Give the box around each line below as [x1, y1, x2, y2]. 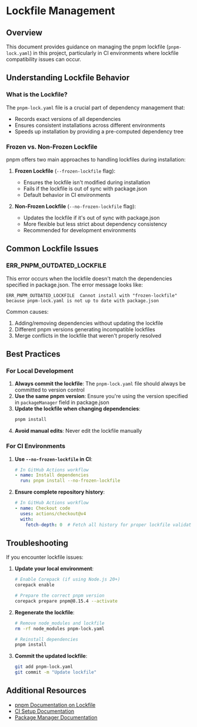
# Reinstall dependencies [14, 636, 78, 642]
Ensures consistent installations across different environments [14, 121, 166, 129]
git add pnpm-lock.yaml [14, 664, 74, 670]
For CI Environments [6, 442, 66, 450]
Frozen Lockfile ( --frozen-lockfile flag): [14, 167, 116, 175]
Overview [6, 28, 43, 38]
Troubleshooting [6, 538, 69, 548]
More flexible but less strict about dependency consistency [23, 220, 168, 228]
